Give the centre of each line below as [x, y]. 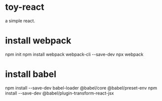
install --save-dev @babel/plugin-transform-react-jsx [60, 93]
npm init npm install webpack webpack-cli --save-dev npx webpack [74, 54]
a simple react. [20, 21]
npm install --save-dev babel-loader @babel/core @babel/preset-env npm [81, 88]
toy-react [25, 7]
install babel [31, 74]
